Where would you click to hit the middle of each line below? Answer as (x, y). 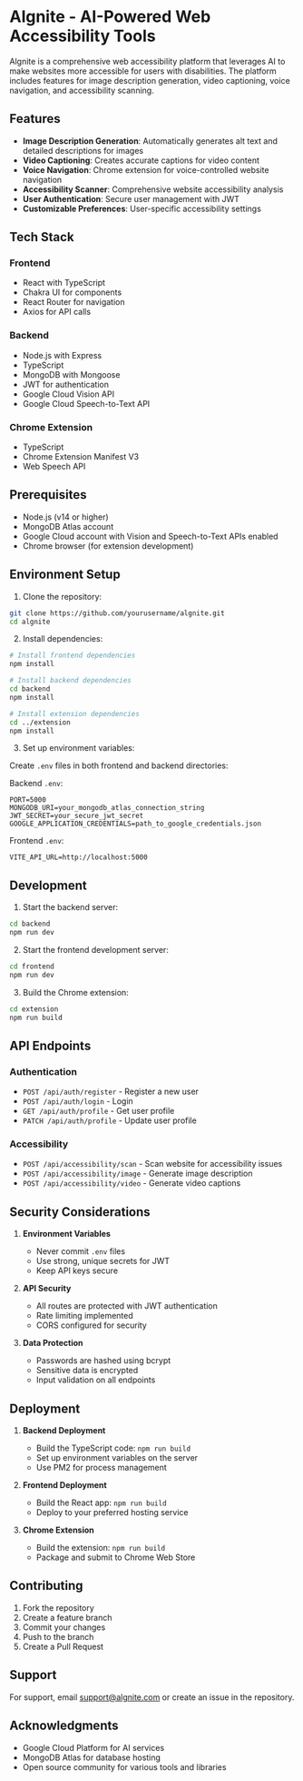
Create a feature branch (67, 1617)
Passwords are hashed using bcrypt (103, 1361)
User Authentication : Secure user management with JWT (131, 198)
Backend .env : (36, 784)
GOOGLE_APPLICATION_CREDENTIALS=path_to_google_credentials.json (135, 824)
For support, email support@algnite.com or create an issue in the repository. (152, 1697)
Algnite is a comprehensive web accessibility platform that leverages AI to (147, 61)
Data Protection (53, 1343)
